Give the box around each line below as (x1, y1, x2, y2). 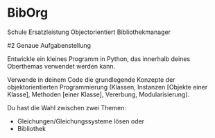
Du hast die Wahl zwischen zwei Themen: (7, 103, 127, 112)
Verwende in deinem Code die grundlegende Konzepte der (7, 75, 175, 84)
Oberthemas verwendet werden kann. (7, 62, 116, 70)
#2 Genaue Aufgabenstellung (7, 41, 92, 49)
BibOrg (7, 5, 49, 21)
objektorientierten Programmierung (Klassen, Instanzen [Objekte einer (7, 83, 208, 91)
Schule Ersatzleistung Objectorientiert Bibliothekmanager (7, 28, 171, 36)
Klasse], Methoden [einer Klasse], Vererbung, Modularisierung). (7, 90, 190, 98)
